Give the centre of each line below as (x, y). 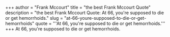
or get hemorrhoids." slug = (34, 18)
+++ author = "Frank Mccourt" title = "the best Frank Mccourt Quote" (78, 7)
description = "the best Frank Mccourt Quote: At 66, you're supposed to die (85, 13)
